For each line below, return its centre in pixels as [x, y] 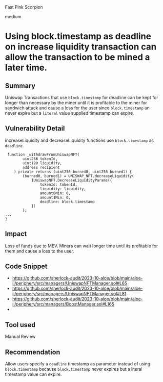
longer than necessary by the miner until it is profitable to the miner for [76, 103]
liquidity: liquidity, [63, 189]
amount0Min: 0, [55, 193]
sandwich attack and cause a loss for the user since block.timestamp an [77, 108]
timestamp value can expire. [33, 374]
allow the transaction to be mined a [78, 57]
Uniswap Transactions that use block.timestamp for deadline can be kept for [82, 97]
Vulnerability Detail [35, 129]
